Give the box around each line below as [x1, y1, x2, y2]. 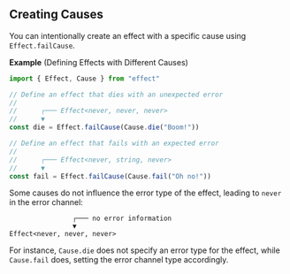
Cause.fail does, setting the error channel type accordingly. [9, 255, 229, 265]
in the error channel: [9, 197, 84, 208]
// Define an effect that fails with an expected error [9, 139, 219, 148]
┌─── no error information [72, 214, 172, 224]
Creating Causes [9, 7, 104, 22]
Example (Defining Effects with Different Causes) [9, 57, 188, 67]
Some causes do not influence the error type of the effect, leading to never [9, 187, 282, 198]
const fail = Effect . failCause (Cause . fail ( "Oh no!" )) [9, 171, 212, 180]
